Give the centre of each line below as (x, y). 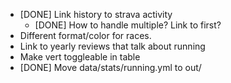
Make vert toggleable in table (80, 57)
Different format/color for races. (85, 35)
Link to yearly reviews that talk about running (112, 46)
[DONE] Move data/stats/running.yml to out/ (110, 67)
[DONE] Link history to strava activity (96, 14)
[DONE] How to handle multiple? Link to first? (128, 25)
